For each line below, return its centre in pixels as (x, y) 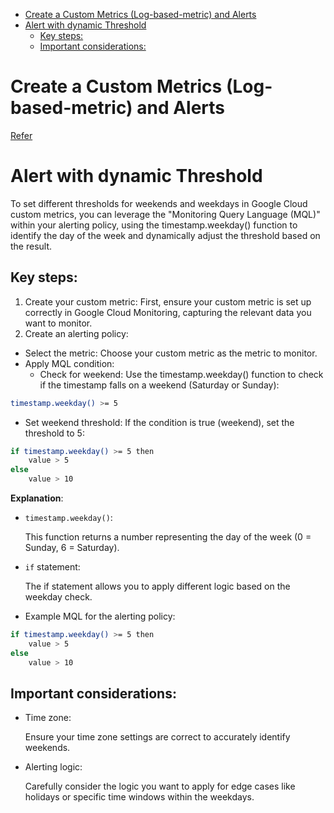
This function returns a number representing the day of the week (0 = (168, 537)
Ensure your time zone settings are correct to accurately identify (157, 737)
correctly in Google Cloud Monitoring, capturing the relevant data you (168, 312)
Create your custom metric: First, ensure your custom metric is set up (168, 301)
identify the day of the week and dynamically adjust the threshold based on (165, 235)
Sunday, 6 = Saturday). (72, 548)
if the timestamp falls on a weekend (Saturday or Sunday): (159, 385)
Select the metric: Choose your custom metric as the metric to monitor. (171, 353)
